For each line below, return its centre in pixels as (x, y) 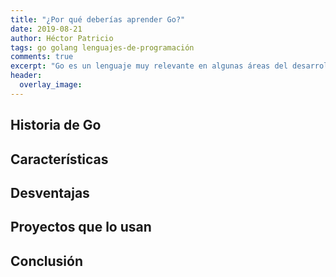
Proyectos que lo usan (81, 227)
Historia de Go (56, 125)
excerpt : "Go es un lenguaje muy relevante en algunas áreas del (149, 66)
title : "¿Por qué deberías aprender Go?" (98, 19)
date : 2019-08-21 (46, 29)
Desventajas (50, 192)
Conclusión (47, 261)
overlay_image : (51, 85)
